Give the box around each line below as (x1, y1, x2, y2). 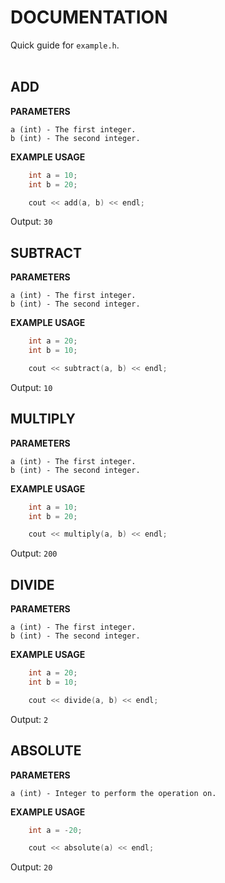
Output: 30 (10, 216, 53, 228)
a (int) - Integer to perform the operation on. (10, 788, 217, 798)
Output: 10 (10, 381, 53, 393)
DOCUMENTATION (10, 6, 168, 29)
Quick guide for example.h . (10, 39, 120, 51)
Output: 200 (10, 547, 58, 560)
